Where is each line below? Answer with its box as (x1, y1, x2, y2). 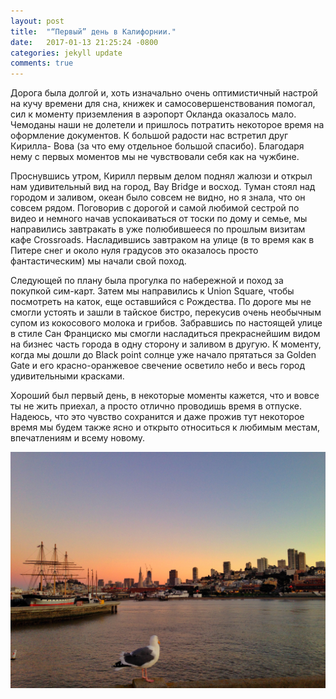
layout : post (10, 16, 65, 26)
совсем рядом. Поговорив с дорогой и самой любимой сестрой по (10, 202, 300, 214)
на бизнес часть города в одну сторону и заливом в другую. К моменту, (10, 338, 322, 350)
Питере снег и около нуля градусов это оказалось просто (10, 245, 259, 257)
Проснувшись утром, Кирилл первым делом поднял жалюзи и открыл (10, 170, 313, 182)
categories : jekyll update (10, 48, 123, 58)
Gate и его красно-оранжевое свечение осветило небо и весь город (10, 360, 306, 372)
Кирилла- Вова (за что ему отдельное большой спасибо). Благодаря (10, 140, 305, 152)
